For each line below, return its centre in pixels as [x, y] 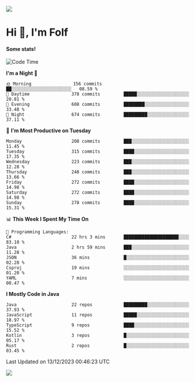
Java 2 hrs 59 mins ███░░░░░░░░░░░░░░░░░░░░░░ [98, 247]
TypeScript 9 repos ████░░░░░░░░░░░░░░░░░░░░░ [98, 325]
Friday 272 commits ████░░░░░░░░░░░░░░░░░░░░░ [98, 183]
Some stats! [21, 49]
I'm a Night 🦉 [22, 73]
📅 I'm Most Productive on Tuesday [49, 130]
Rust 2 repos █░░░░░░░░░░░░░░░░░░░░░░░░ [98, 346]
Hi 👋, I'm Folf [37, 32]
